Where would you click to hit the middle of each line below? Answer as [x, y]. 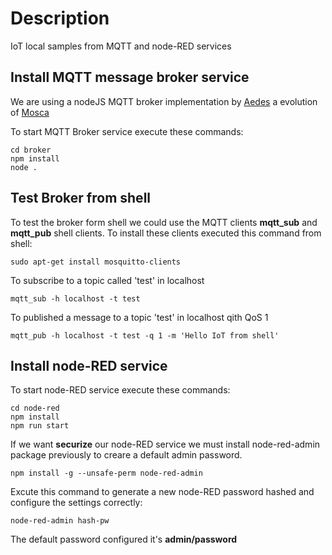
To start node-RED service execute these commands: [120, 390]
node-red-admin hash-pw [60, 521]
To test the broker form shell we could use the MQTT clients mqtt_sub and [164, 222]
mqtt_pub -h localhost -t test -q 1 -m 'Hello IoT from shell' [145, 335]
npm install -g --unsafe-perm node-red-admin [106, 473]
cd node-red [35, 408]
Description [60, 18]
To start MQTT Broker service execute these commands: [127, 131]
